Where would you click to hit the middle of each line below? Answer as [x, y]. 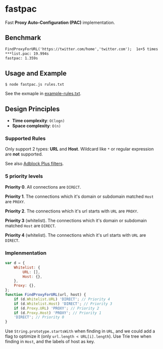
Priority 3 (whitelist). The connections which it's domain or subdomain [76, 220]
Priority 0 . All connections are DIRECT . [43, 187]
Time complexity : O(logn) [38, 121]
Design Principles [32, 109]
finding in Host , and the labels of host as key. [50, 342]
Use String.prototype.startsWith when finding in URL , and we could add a [80, 331]
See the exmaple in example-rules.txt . [43, 94]
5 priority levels [24, 176]
